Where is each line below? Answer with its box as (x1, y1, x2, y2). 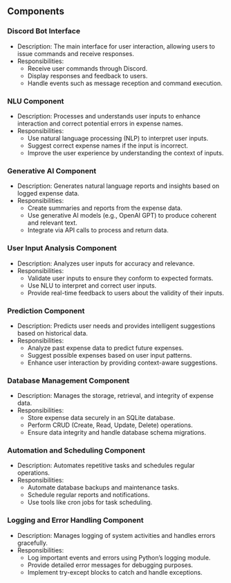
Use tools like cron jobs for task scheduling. (27, 498, 153, 507)
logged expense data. (17, 189, 80, 198)
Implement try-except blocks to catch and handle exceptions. (27, 568, 203, 576)
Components (7, 6, 64, 17)
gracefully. (17, 539, 48, 547)
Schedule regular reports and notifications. (27, 491, 150, 499)
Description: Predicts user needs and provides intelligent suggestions (17, 322, 216, 330)
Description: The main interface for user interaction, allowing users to (17, 42, 216, 51)
